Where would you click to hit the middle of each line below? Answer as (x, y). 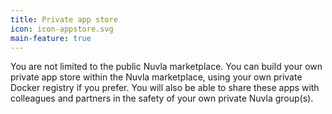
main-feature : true (51, 38)
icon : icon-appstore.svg (62, 29)
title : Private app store (64, 19)
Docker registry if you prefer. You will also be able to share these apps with (165, 88)
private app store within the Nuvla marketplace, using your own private (156, 77)
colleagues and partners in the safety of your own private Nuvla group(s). (162, 98)
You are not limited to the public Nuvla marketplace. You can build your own (166, 67)
